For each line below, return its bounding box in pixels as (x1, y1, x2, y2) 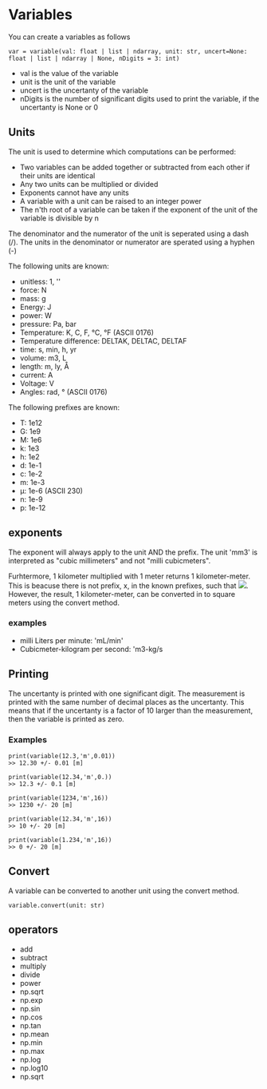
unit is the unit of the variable (19, 77, 116, 86)
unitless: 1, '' (19, 276, 61, 286)
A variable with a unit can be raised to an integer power (19, 196, 202, 205)
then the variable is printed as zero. (8, 713, 125, 724)
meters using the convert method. (8, 598, 120, 607)
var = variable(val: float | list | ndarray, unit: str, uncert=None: (8, 47, 248, 55)
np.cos (19, 1012, 43, 1022)
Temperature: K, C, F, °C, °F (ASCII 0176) (19, 328, 154, 337)
